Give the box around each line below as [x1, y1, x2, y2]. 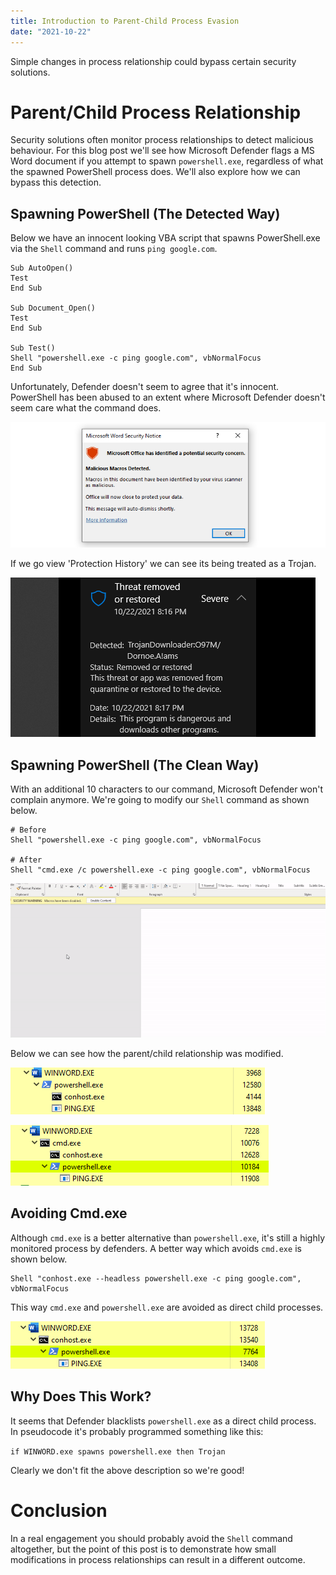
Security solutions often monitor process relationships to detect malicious [10, 134, 314, 146]
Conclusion [10, 1499, 108, 1522]
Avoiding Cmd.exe [10, 1205, 128, 1222]
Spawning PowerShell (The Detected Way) [10, 205, 281, 222]
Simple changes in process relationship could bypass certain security [10, 55, 297, 67]
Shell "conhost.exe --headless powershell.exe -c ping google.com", [10, 1273, 302, 1284]
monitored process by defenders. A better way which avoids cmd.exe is [10, 1242, 302, 1254]
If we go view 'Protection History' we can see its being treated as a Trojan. [10, 558, 317, 570]
